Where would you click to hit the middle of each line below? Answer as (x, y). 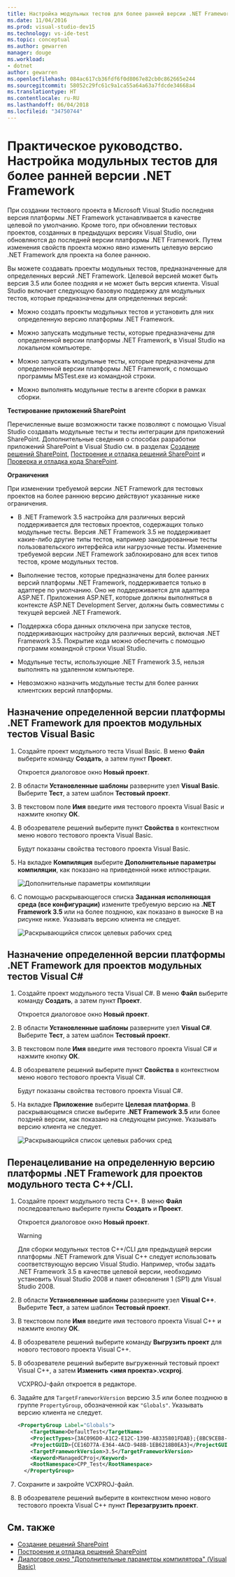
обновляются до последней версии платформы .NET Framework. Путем (115, 239)
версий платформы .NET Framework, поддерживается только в (112, 583)
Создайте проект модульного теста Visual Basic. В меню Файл (111, 751)
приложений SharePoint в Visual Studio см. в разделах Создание (104, 446)
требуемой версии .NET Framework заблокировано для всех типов (117, 554)
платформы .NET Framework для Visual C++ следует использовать (117, 1257)
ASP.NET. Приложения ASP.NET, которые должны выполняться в (115, 597)
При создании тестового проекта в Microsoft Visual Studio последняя (111, 210)
